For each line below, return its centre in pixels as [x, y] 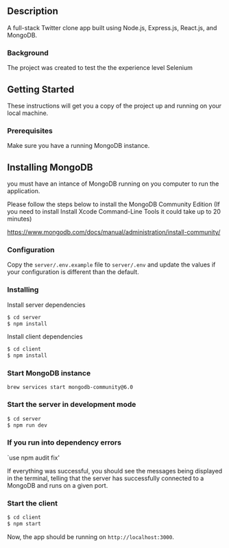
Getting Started [41, 89]
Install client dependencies [45, 337]
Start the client [33, 503]
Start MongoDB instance [49, 373]
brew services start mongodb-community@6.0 [70, 387]
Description [33, 11]
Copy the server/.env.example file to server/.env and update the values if [111, 265]
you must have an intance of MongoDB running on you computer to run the [113, 184]
